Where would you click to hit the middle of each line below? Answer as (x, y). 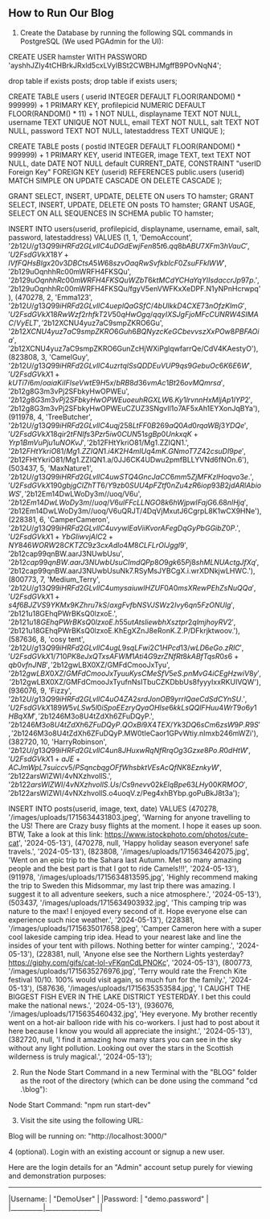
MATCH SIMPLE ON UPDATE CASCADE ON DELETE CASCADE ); (115, 180)
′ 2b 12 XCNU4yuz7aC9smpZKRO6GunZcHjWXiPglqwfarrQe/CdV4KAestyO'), (133, 348)
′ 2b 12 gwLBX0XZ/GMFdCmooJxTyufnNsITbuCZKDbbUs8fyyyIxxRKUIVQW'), (135, 682)
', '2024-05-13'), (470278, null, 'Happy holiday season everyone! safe (134, 842)
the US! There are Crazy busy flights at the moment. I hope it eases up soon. (135, 826)
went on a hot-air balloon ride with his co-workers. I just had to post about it (134, 1022)
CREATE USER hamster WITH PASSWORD (78, 56)
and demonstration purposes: (57, 1176)
